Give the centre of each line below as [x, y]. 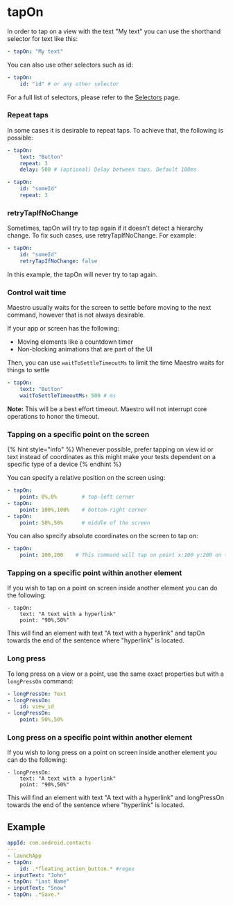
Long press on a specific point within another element [100, 738]
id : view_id [37, 707]
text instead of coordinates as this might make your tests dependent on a [112, 457]
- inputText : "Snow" [37, 888]
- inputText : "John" [37, 875]
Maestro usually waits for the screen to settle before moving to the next [109, 308]
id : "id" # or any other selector [69, 84]
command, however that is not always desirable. [76, 315]
